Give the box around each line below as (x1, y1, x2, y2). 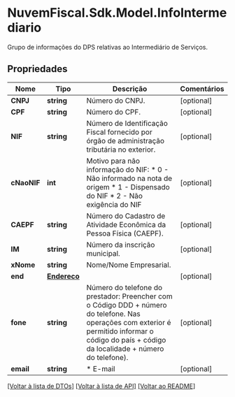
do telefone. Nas (86, 309, 141, 319)
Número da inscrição (86, 240, 155, 250)
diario (7, 20, 42, 36)
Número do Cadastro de (86, 211, 166, 221)
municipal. (86, 248, 120, 258)
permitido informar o (86, 326, 154, 336)
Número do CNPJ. (86, 96, 145, 106)
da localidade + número (86, 344, 164, 354)
